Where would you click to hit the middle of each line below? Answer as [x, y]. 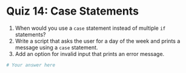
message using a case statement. [56, 47]
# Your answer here [31, 65]
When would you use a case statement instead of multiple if [90, 28]
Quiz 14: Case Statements [73, 11]
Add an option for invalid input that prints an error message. [90, 54]
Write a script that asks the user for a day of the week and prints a [98, 41]
